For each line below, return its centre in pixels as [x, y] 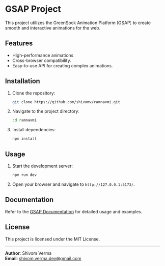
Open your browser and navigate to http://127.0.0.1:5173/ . [73, 184]
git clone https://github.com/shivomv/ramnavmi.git [66, 102]
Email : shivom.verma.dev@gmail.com [43, 258]
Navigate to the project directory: [46, 111]
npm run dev [24, 175]
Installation [23, 81]
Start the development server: [42, 166]
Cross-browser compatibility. [41, 60]
